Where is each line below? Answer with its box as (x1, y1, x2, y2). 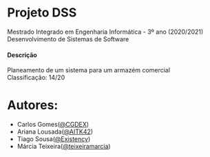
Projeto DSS (7, 5, 77, 21)
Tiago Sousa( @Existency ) (17, 135, 91, 143)
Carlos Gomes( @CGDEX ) (17, 121, 90, 129)
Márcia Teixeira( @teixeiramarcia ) (17, 143, 112, 151)
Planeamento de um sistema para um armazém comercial (7, 66, 171, 74)
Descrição (7, 50, 38, 59)
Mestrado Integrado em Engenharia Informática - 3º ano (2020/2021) (7, 28, 204, 36)
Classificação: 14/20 (7, 74, 65, 82)
